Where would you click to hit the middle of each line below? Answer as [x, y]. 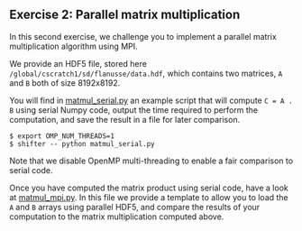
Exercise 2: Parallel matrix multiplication [125, 15]
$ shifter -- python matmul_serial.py [82, 143]
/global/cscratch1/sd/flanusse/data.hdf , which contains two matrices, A [146, 73]
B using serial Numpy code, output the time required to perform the [134, 110]
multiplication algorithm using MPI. [73, 46]
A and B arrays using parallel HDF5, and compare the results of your [135, 207]
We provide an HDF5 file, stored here [78, 63]
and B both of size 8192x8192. [65, 83]
